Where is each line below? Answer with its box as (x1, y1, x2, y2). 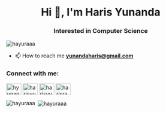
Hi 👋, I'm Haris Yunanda (41, 5, 161, 19)
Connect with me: (6, 69, 59, 78)
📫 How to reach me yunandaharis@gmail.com (14, 52, 134, 59)
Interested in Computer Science (53, 27, 148, 35)
